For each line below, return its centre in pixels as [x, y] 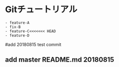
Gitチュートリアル [41, 9]
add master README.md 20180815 [60, 60]
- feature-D [17, 35]
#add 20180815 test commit [33, 44]
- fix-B [13, 27]
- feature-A [17, 23]
